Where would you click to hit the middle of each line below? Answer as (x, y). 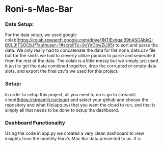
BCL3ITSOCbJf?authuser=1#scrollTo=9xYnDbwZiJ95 (59, 45)
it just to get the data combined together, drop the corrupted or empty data (81, 66)
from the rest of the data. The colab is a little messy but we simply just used (82, 61)
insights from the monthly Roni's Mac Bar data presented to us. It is (73, 139)
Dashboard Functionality (35, 123)
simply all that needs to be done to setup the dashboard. (62, 110)
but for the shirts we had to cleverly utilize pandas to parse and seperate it (80, 56)
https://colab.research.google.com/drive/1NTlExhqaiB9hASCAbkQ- (86, 40)
